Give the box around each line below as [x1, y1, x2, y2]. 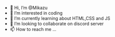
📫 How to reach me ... [9, 26, 56, 32]
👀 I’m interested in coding [9, 10, 63, 16]
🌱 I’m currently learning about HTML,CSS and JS [9, 15, 110, 21]
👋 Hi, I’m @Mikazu [9, 5, 48, 10]
